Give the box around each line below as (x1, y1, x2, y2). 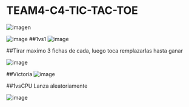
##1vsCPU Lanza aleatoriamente (6, 82, 88, 89)
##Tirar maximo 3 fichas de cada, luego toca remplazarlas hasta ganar (6, 47, 184, 54)
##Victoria (6, 70, 33, 77)
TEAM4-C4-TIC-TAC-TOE (6, 4, 138, 18)
